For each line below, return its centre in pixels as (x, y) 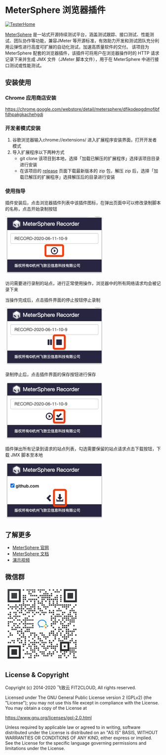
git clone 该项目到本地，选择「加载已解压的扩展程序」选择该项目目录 (90, 158)
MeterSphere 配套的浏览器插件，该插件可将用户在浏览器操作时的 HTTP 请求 (82, 53)
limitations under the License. (35, 748)
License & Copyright (37, 675)
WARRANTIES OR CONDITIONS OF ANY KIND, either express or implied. (79, 738)
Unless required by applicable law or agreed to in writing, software (73, 727)
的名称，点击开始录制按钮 (31, 209)
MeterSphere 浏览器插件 (55, 10)
